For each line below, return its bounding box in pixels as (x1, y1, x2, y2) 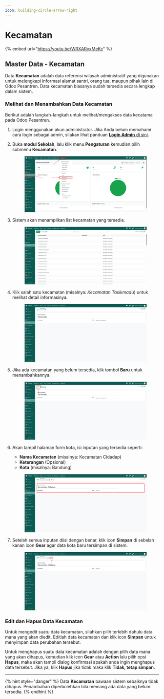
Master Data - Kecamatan (5, 60, 85, 68)
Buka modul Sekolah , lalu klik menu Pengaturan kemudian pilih (12, 141, 140, 147)
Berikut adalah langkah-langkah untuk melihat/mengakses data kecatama (5, 112, 153, 117)
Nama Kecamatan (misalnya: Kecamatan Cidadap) (19, 454, 122, 460)
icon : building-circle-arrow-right (5, 8, 78, 13)
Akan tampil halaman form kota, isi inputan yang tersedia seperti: (12, 444, 143, 450)
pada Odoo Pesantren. (5, 117, 50, 123)
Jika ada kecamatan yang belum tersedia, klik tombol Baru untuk (12, 367, 143, 373)
